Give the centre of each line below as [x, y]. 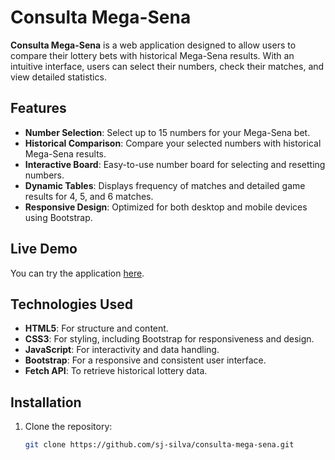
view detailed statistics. [58, 77]
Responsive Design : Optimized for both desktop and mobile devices [166, 207]
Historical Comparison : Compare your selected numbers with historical [173, 143]
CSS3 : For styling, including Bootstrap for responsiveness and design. [169, 339]
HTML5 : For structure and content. [96, 328]
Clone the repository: [68, 427]
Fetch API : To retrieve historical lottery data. [116, 371]
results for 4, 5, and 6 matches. [89, 196]
